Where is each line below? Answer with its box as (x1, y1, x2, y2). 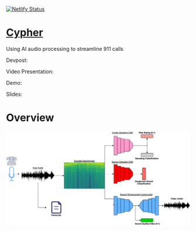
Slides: (6, 91, 22, 98)
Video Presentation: (6, 68, 54, 75)
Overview (6, 111, 54, 125)
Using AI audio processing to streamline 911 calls (6, 45, 124, 52)
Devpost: (6, 56, 28, 64)
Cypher (6, 26, 43, 39)
